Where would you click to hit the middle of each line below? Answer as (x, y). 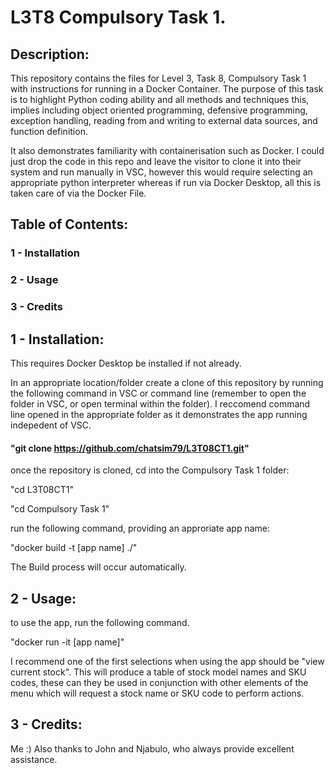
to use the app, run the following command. (100, 622)
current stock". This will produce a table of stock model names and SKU (158, 672)
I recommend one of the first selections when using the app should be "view (167, 661)
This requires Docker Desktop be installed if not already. (126, 363)
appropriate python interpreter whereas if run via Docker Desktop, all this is (166, 182)
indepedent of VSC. (51, 425)
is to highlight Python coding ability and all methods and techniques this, (160, 99)
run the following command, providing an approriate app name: (140, 528)
